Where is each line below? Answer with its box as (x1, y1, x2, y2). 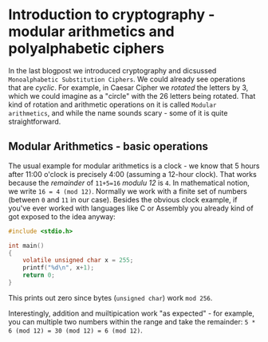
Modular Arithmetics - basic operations (8, 140, 209, 153)
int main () (8, 242, 45, 250)
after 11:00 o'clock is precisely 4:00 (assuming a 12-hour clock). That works (8, 169, 257, 179)
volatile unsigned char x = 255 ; (22, 257, 134, 265)
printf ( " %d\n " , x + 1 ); (22, 264, 94, 272)
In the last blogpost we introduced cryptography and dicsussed (8, 65, 217, 75)
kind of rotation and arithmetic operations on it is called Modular (8, 100, 217, 109)
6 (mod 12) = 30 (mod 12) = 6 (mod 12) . (8, 325, 143, 335)
